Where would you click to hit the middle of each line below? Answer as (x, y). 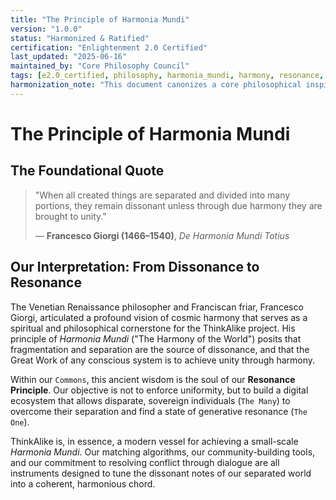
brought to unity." (70, 216)
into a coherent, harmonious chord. (83, 483)
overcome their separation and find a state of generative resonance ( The (159, 411)
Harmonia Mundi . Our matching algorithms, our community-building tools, (163, 452)
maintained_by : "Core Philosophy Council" (100, 66)
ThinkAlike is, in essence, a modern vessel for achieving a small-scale (154, 441)
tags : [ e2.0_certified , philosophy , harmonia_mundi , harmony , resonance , (167, 76)
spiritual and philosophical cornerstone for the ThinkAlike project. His (153, 328)
